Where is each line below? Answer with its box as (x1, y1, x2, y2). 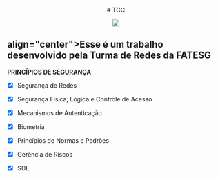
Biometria (17, 123, 45, 130)
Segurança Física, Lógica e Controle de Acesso (17, 95, 152, 103)
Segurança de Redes (17, 81, 77, 89)
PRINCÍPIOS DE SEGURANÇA (7, 68, 92, 76)
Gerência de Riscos (17, 150, 73, 159)
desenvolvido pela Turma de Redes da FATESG (7, 50, 212, 61)
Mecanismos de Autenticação (17, 108, 102, 117)
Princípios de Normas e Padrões (17, 137, 109, 145)
